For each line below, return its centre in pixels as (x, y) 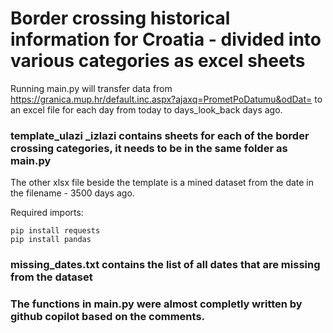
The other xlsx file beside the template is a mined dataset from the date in (162, 183)
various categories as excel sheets (158, 61)
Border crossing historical (120, 18)
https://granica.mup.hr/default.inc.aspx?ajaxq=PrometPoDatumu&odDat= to (166, 99)
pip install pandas (51, 240)
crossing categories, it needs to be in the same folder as (149, 148)
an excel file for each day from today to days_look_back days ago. (146, 109)
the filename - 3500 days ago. (72, 193)
